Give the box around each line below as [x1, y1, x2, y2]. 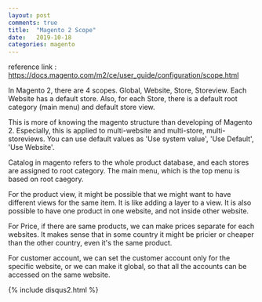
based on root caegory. [8, 174, 84, 184]
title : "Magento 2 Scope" [8, 26, 96, 34]
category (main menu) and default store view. [8, 103, 155, 112]
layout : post [8, 11, 51, 20]
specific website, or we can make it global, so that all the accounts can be [8, 262, 247, 271]
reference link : [8, 62, 57, 71]
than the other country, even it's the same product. [8, 238, 173, 248]
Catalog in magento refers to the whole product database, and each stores [8, 158, 249, 167]
